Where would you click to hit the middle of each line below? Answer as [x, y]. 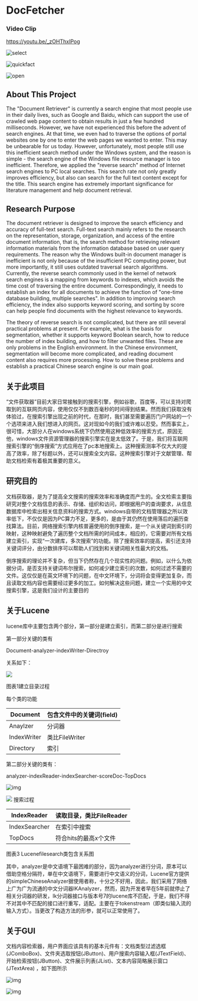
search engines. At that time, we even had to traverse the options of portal [96, 134]
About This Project [41, 94]
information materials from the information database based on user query [95, 248]
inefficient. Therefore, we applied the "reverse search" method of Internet [96, 165]
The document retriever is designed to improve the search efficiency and [95, 223]
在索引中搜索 [73, 827]
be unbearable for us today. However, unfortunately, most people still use [95, 146]
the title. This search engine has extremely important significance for [90, 184]
